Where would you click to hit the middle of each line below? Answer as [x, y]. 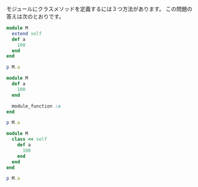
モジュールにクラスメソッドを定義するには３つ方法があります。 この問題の [99, 9]
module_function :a [36, 106]
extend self [27, 33]
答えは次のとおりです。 [35, 16]
